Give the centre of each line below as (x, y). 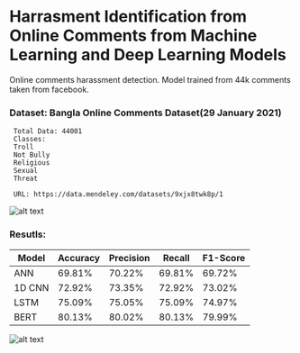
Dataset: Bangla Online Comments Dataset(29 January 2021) (145, 113)
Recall (177, 258)
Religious (32, 163)
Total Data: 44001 (48, 131)
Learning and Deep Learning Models (148, 55)
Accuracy (79, 258)
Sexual (26, 171)
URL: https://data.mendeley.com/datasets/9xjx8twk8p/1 (118, 195)
